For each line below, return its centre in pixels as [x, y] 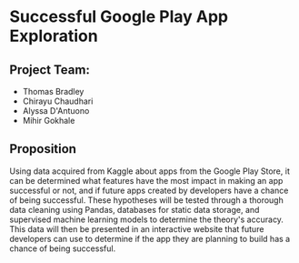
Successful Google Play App [119, 17]
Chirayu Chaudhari [58, 101]
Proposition [43, 149]
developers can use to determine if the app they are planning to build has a [150, 238]
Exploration [54, 36]
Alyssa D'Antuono [56, 111]
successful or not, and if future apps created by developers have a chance [149, 190]
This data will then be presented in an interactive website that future [137, 228]
